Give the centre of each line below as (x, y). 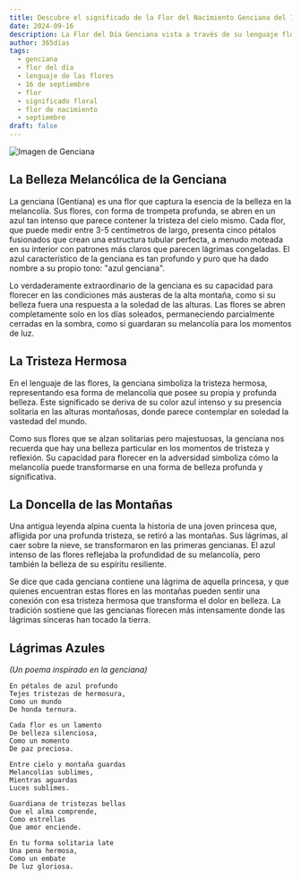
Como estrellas (38, 820)
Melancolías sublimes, (52, 772)
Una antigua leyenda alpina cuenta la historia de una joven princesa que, (143, 527)
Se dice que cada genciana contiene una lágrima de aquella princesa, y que (149, 582)
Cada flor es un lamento (56, 726)
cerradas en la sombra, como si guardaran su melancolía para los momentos (150, 323)
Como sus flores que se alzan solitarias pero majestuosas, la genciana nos (147, 438)
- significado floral (58, 101)
